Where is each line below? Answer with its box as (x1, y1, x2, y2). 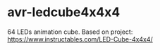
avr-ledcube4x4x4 (7, 4, 121, 20)
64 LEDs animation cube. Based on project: (7, 27, 133, 36)
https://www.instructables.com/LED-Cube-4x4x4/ (7, 35, 153, 43)
